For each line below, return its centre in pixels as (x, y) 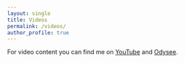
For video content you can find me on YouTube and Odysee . (92, 52)
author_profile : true (38, 33)
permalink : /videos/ (37, 26)
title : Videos (28, 20)
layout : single (29, 13)
